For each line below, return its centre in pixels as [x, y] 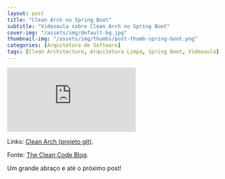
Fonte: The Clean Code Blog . [48, 154]
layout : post [26, 13]
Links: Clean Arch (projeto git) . [50, 141]
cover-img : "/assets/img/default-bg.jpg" [67, 33]
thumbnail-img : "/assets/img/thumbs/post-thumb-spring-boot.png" [102, 39]
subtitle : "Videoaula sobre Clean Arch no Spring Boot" [88, 26]
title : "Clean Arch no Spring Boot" [59, 20]
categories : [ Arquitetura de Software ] [64, 45]
